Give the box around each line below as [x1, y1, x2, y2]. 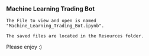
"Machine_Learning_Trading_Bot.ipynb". [6, 23, 105, 29]
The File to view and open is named [6, 18, 96, 24]
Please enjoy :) [6, 43, 43, 51]
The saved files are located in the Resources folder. [6, 33, 144, 39]
